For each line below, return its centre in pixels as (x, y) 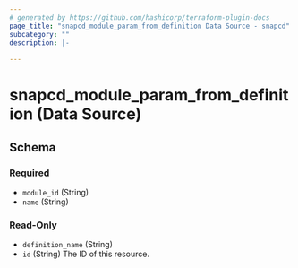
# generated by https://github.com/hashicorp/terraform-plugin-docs (140, 17)
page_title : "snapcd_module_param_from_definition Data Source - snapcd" (150, 26)
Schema (33, 147)
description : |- (39, 43)
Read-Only (34, 225)
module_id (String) (55, 192)
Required (30, 173)
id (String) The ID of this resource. (86, 254)
